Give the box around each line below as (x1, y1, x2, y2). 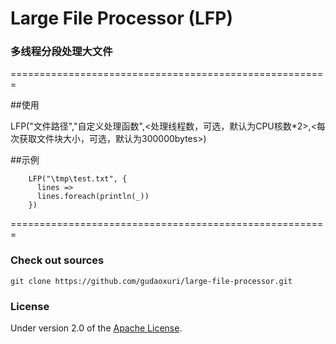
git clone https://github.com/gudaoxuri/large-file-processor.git (10, 276, 293, 286)
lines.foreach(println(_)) (36, 192, 150, 202)
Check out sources (10, 253, 105, 267)
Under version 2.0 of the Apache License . (10, 322, 183, 334)
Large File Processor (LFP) (10, 7, 234, 30)
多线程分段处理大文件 (10, 45, 113, 59)
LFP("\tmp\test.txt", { (28, 174, 128, 184)
